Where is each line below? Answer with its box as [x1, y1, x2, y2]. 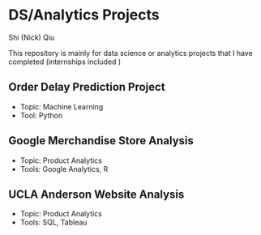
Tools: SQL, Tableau [19, 217, 88, 228]
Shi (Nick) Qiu [8, 32, 55, 42]
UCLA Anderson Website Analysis [8, 187, 185, 201]
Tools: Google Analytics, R [19, 164, 109, 173]
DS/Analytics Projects [8, 6, 160, 24]
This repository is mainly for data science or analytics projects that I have [8, 48, 253, 58]
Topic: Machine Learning [19, 101, 104, 111]
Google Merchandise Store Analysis [8, 134, 195, 147]
